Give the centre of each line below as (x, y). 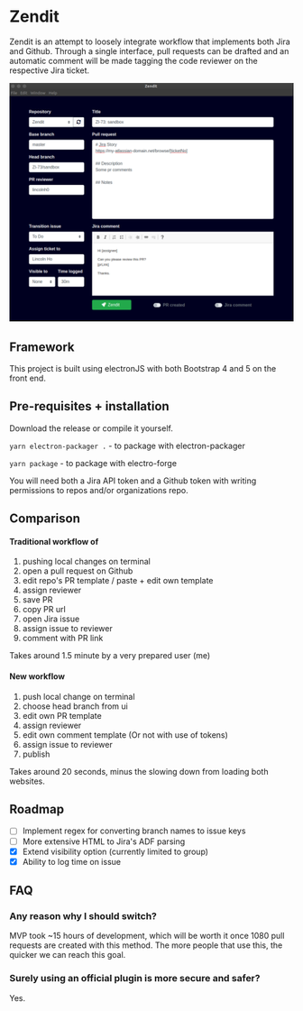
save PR (37, 600)
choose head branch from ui (75, 706)
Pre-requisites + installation (89, 406)
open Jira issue (51, 619)
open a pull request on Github (78, 571)
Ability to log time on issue (72, 861)
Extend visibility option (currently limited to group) (115, 851)
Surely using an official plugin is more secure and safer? (135, 979)
